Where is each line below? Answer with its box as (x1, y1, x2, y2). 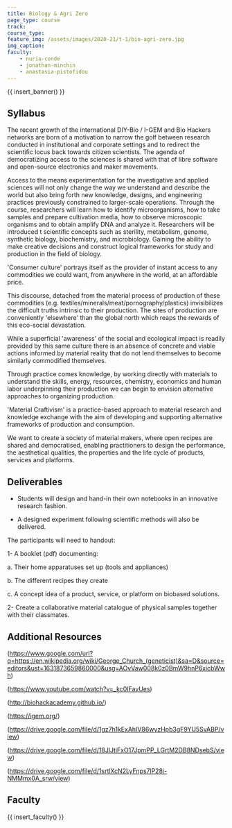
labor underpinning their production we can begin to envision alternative (7, 385, 213, 393)
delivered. (17, 523, 46, 531)
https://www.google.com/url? (9, 649, 93, 657)
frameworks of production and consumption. (7, 421, 135, 429)
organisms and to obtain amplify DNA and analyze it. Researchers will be (7, 220, 215, 229)
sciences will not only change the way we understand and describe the (7, 183, 211, 192)
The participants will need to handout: (7, 536, 116, 545)
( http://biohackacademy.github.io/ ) (7, 698, 107, 707)
